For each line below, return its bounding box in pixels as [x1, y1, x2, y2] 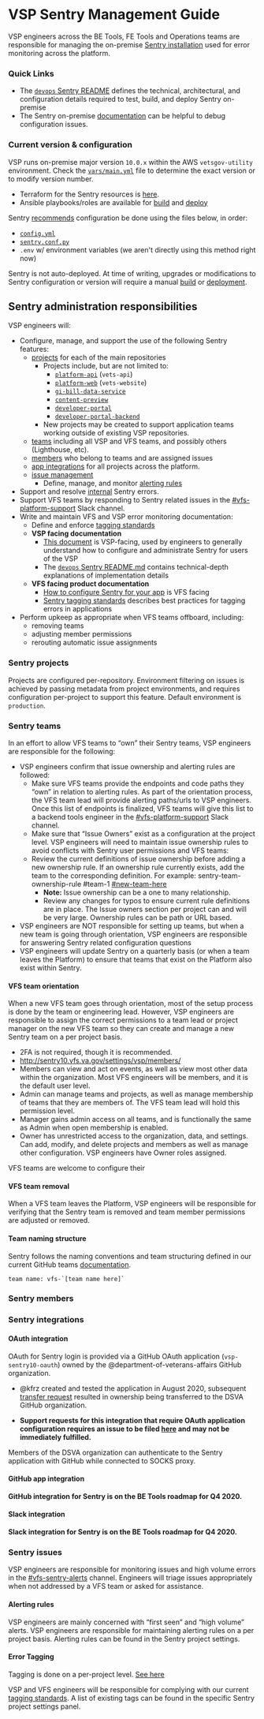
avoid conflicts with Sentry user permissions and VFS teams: [31, 846, 229, 855]
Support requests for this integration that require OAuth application [19, 1415, 246, 1425]
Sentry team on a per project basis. [8, 1032, 123, 1042]
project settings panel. [8, 1702, 81, 1711]
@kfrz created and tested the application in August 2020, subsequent [19, 1383, 247, 1393]
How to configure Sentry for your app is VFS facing [43, 588, 210, 597]
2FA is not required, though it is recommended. [19, 1048, 173, 1057]
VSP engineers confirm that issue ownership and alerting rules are [19, 761, 236, 771]
